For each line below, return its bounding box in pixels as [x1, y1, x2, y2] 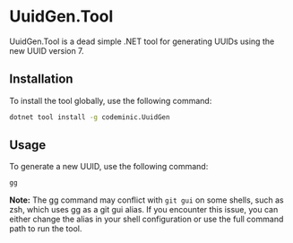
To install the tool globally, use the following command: [9, 95, 212, 106]
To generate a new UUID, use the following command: [9, 161, 209, 172]
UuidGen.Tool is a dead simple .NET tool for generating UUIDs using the [9, 36, 275, 47]
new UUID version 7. [9, 45, 84, 56]
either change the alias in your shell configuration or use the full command [9, 213, 284, 225]
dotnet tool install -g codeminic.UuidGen [9, 112, 170, 122]
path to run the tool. [9, 223, 82, 234]
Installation [9, 72, 73, 87]
